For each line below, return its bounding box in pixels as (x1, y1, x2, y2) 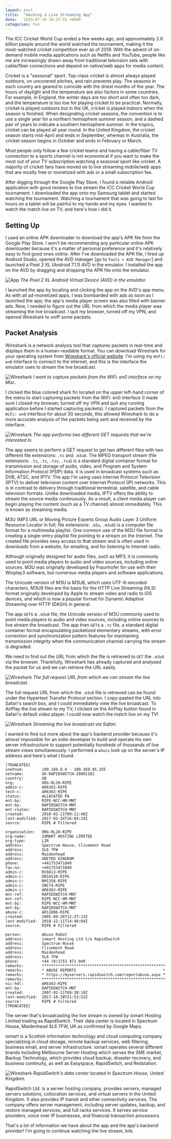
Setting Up (5, 221, 40, 230)
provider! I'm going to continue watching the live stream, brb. (5, 1128, 134, 1134)
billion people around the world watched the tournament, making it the (5, 41, 153, 47)
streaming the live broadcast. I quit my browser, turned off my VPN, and (5, 309, 157, 315)
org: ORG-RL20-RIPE (5, 780, 72, 786)
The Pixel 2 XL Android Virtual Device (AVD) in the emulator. (20, 277, 147, 283)
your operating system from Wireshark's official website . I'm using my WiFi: (5, 353, 165, 359)
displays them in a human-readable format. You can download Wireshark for (5, 347, 166, 353)
